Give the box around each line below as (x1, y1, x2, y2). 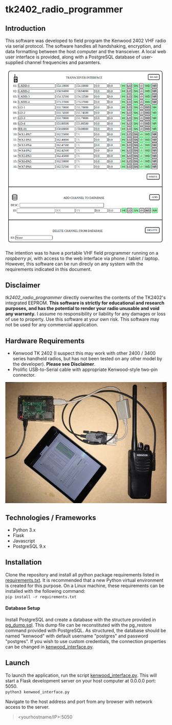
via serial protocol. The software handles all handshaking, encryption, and (5, 43, 161, 49)
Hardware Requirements (5, 337, 85, 345)
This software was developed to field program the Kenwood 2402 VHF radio (5, 37, 166, 44)
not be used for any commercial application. (5, 322, 98, 328)
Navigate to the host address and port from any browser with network (5, 698, 153, 705)
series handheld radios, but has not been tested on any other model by (12, 356, 162, 362)
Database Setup (5, 605, 40, 611)
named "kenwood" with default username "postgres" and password (5, 633, 148, 639)
